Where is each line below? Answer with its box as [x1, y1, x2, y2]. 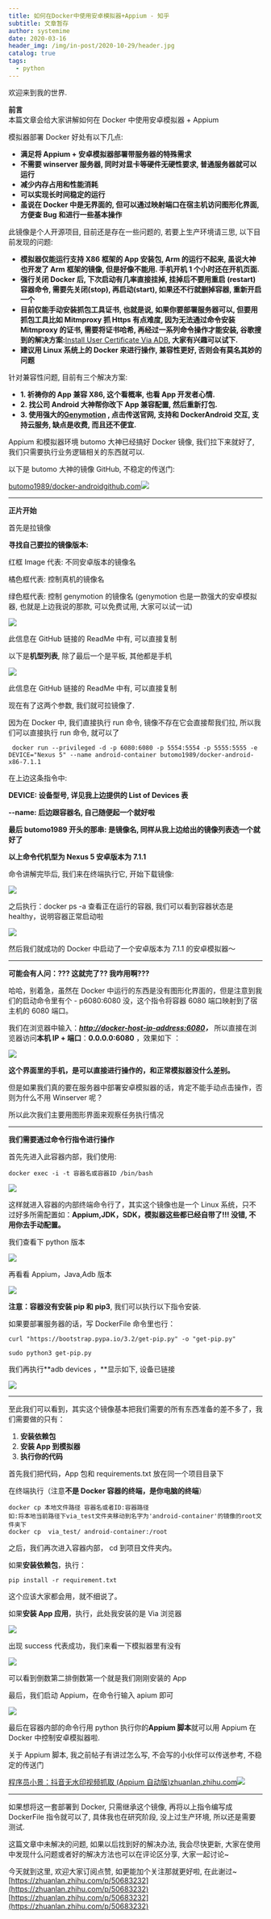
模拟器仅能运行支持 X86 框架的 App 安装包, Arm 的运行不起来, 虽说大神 [19, 254, 256, 263]
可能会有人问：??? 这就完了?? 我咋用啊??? [8, 968, 150, 978]
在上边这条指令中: [8, 773, 68, 783]
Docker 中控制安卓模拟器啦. [8, 1732, 101, 1742]
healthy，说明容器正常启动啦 [8, 911, 104, 921]
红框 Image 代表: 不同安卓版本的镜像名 [8, 556, 136, 566]
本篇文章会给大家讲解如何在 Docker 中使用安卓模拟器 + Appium [8, 115, 219, 124]
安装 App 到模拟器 [19, 1441, 81, 1451]
